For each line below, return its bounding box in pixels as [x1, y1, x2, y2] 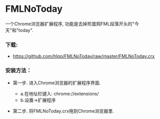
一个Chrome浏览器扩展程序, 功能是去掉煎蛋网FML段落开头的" [5, 21, 134, 27]
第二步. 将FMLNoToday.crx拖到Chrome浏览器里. [12, 108, 114, 114]
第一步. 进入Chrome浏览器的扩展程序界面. [12, 80, 101, 86]
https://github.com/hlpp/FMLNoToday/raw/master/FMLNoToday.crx [12, 53, 155, 60]
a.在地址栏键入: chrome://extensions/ [20, 90, 99, 96]
